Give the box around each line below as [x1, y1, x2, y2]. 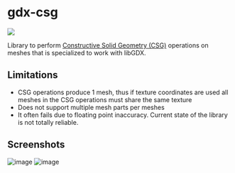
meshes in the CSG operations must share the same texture [17, 95, 192, 104]
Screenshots [7, 139, 65, 151]
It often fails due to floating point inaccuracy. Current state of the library [17, 111, 229, 119]
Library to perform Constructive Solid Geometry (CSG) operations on [7, 40, 209, 50]
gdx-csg [7, 4, 58, 21]
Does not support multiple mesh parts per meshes [17, 103, 165, 111]
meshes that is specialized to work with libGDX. [7, 48, 147, 57]
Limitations [7, 69, 58, 82]
